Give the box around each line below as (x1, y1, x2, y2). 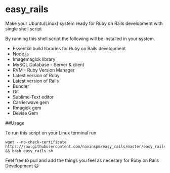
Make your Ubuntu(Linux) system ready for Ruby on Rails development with (5, 20, 163, 26)
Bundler (12, 83, 29, 89)
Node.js (12, 51, 29, 57)
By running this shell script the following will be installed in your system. (5, 36, 155, 42)
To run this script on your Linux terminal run (5, 129, 97, 135)
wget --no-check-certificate (5, 140, 67, 145)
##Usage (5, 120, 25, 126)
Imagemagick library (12, 56, 56, 62)
